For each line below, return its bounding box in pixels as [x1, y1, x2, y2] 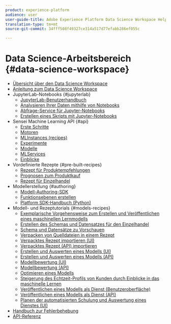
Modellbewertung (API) [20, 264, 69, 271]
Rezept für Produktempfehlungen [20, 167, 91, 173]
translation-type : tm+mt [5, 21, 58, 27]
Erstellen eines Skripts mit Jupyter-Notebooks [20, 113, 117, 119]
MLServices [20, 151, 46, 157]
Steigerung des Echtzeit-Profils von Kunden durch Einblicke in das [20, 276, 159, 282]
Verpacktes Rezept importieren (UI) [20, 237, 95, 244]
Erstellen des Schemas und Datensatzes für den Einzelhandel [20, 221, 149, 227]
